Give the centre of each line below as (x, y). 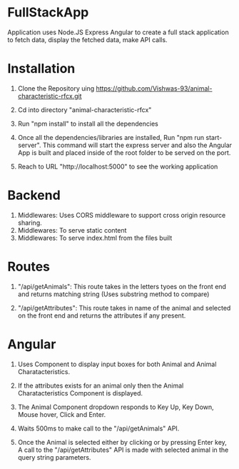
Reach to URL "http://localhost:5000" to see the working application (118, 166)
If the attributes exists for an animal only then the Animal (101, 385)
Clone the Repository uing (56, 88)
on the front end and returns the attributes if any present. (102, 316)
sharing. (30, 223)
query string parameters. (54, 457)
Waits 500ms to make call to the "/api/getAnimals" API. (98, 428)
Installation (41, 69)
